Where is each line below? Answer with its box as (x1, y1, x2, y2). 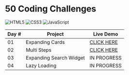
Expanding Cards (26, 38, 65, 45)
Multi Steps (26, 47, 52, 53)
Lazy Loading (26, 62, 57, 69)
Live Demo (93, 30, 118, 37)
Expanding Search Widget (26, 54, 86, 61)
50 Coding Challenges (5, 3, 97, 14)
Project (46, 30, 64, 37)
